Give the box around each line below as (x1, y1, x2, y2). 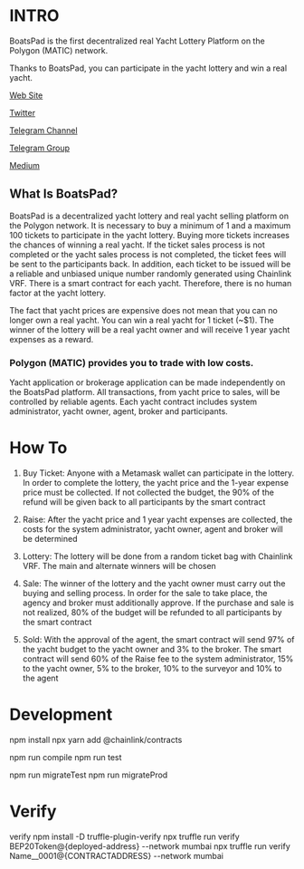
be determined (22, 533, 78, 544)
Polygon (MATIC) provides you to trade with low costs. (9, 356, 254, 369)
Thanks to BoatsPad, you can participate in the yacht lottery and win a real (9, 63, 288, 73)
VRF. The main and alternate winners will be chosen (22, 560, 217, 571)
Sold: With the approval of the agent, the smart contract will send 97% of (22, 633, 295, 644)
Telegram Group (9, 142, 71, 153)
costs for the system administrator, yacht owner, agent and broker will (22, 523, 283, 535)
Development (9, 704, 113, 725)
